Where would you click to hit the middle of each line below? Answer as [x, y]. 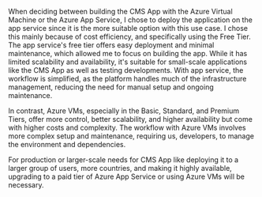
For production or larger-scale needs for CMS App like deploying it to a [124, 160]
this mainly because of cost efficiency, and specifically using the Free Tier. [129, 36]
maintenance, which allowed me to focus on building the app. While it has [128, 53]
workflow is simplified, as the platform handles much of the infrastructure [127, 79]
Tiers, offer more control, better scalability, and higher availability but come [130, 119]
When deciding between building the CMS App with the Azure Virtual [120, 11]
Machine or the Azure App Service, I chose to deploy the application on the [130, 20]
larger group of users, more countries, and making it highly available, [120, 168]
